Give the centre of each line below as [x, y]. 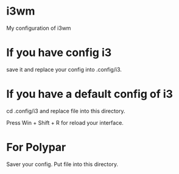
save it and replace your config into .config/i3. [64, 69]
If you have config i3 [59, 53]
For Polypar [36, 147]
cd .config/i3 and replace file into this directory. [66, 111]
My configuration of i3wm [39, 28]
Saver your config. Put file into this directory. [62, 164]
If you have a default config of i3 [90, 94]
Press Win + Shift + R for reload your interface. [65, 122]
